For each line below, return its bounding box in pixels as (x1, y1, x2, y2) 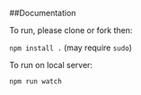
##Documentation (9, 8, 76, 18)
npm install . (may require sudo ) (9, 42, 133, 53)
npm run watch (9, 77, 63, 86)
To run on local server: (9, 60, 93, 70)
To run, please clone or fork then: (9, 25, 133, 35)
